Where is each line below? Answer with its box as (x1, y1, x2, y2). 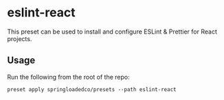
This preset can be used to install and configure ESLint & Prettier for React (7, 27, 218, 36)
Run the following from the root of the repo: (7, 73, 130, 81)
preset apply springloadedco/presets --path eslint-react (7, 86, 177, 93)
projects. (7, 34, 32, 42)
